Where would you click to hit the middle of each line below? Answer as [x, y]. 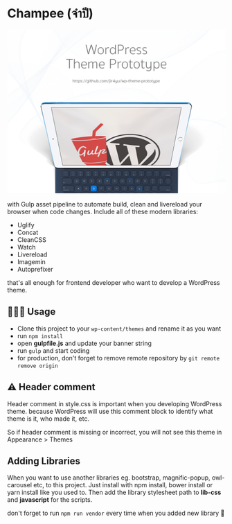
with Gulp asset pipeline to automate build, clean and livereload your [105, 204]
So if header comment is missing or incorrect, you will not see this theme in [115, 432]
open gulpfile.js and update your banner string [84, 343]
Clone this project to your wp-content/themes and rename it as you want [119, 329]
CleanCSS [32, 239]
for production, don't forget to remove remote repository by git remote [118, 358]
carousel [20, 485]
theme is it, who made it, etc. [48, 419]
